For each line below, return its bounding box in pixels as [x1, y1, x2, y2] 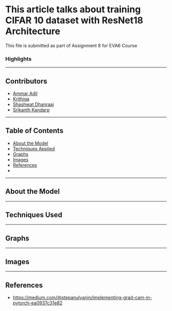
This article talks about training [5, 4, 141, 15]
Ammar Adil [12, 90, 38, 97]
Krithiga [12, 96, 30, 102]
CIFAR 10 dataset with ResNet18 [5, 14, 143, 26]
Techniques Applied [12, 145, 55, 152]
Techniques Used [5, 211, 62, 219]
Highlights [5, 55, 32, 62]
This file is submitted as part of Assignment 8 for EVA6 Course [5, 42, 137, 48]
